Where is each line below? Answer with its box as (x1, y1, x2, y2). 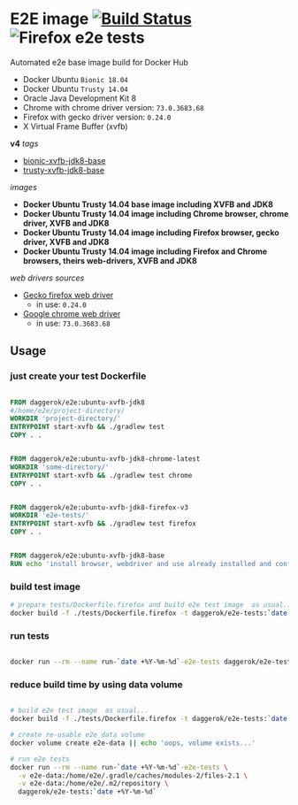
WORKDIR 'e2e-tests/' (10, 511, 90, 520)
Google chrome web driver (22, 308, 121, 318)
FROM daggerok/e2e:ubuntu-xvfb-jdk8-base (10, 551, 165, 560)
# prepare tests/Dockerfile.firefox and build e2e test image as (10, 601, 260, 609)
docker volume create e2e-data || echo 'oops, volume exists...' (10, 739, 256, 747)
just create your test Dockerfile (10, 370, 147, 382)
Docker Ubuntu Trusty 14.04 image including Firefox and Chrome (22, 246, 268, 257)
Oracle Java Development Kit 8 (22, 93, 136, 103)
